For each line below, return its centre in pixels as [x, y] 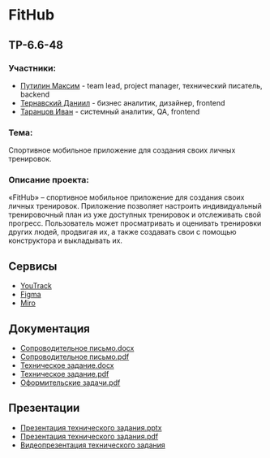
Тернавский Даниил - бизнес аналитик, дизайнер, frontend [122, 102]
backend [35, 94]
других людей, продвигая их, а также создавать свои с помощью [122, 232]
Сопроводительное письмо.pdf [75, 357]
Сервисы [33, 266]
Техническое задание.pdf [64, 374]
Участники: [32, 68]
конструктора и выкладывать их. [66, 240]
